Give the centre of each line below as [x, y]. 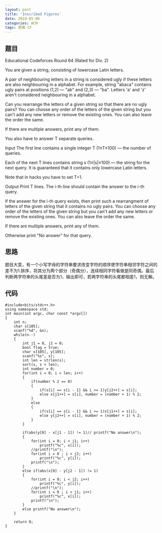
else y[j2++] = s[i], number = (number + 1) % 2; [90, 415]
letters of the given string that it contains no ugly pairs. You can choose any [80, 206]
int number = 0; [39, 369]
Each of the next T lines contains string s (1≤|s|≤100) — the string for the [77, 162]
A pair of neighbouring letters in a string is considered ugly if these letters [79, 79]
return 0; [24, 522]
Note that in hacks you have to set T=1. [44, 177]
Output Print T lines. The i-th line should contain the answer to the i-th [75, 186]
